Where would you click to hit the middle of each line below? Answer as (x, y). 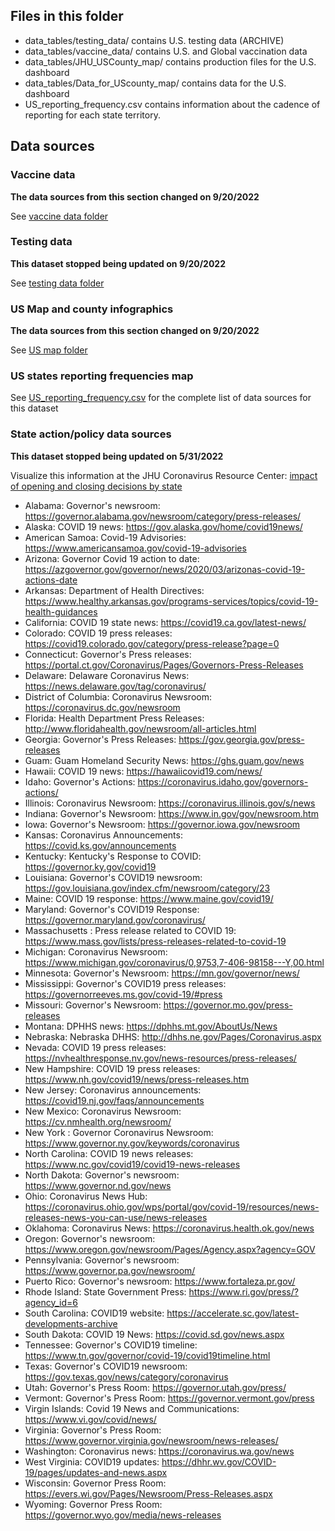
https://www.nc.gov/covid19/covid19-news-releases (132, 1164)
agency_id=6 (51, 1302)
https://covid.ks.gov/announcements (100, 845)
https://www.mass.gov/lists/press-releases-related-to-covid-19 (155, 941)
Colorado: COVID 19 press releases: (98, 633)
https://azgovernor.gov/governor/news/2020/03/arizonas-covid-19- (165, 569)
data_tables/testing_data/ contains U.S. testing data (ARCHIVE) (154, 40)
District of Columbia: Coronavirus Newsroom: (118, 696)
